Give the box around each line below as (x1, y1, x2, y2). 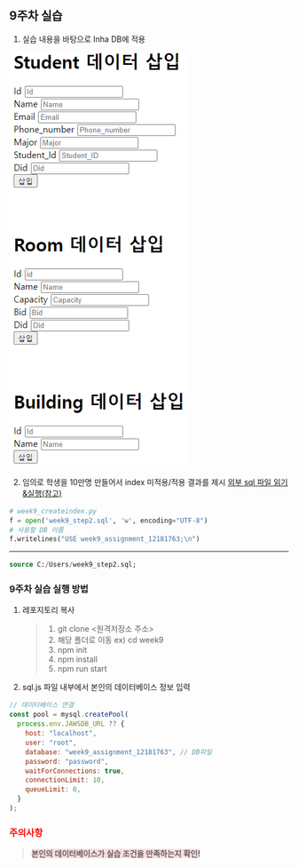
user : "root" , (25, 738, 77, 747)
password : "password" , (25, 757, 109, 766)
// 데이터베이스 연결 (9, 701, 74, 710)
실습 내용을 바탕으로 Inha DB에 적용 (21, 34, 146, 44)
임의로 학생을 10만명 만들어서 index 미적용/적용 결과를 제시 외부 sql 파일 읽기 (21, 476, 288, 487)
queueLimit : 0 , (25, 785, 82, 794)
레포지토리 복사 (21, 605, 75, 616)
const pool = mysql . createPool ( (9, 710, 129, 720)
